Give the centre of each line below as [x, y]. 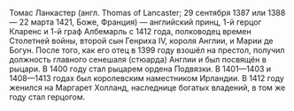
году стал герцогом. [47, 97]
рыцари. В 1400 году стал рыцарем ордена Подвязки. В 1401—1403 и [140, 69]
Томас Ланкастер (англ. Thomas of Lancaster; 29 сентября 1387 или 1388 [147, 13]
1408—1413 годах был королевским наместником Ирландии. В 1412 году [147, 78]
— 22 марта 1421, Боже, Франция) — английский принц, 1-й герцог [135, 22]
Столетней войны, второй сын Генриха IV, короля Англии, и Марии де [141, 41]
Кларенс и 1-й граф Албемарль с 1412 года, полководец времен [131, 31]
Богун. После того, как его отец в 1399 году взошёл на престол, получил [147, 50]
